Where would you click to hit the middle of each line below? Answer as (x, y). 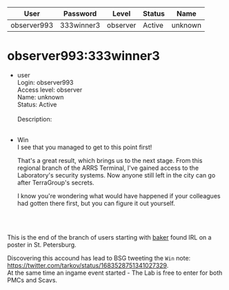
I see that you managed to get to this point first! (84, 147)
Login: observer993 (45, 82)
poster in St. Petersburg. (42, 244)
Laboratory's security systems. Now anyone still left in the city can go (116, 175)
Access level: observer (50, 90)
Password (80, 13)
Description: (34, 119)
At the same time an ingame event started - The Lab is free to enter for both (115, 273)
